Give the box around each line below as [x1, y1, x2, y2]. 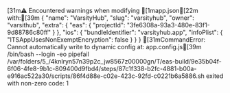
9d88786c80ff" [7, 28, 51, 36]
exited [205, 72, 224, 80]
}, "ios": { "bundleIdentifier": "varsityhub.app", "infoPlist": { [56, 28, 223, 36]
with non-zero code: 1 [7, 79, 69, 87]
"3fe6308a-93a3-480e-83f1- [126, 21, 211, 29]
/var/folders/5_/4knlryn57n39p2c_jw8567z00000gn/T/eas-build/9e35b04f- [7, 57, 222, 65]
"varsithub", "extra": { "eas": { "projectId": [7, 21, 126, 29]
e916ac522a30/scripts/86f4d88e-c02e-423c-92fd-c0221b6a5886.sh [7, 72, 205, 80]
